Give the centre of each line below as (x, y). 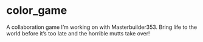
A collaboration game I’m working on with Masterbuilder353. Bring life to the (102, 27)
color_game (37, 10)
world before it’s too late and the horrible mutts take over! (78, 33)
